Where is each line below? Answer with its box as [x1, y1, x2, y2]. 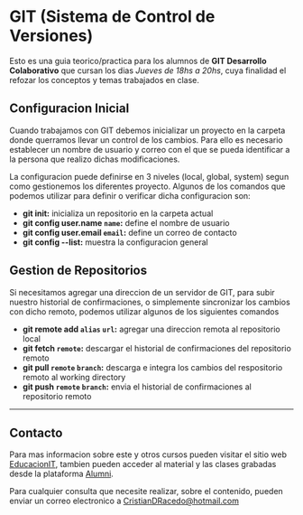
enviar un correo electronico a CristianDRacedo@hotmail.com [9, 495, 239, 507]
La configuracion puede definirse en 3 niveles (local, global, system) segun [9, 171, 289, 182]
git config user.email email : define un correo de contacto [22, 227, 237, 238]
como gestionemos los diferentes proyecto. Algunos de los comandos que [9, 181, 286, 192]
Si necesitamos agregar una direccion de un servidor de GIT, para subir [9, 286, 275, 297]
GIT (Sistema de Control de [9, 6, 216, 27]
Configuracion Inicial [9, 101, 130, 117]
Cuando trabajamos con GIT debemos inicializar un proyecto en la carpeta [9, 125, 286, 136]
